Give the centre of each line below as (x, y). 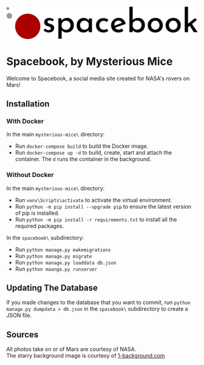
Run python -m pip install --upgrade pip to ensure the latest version (103, 206)
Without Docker (30, 175)
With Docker (25, 121)
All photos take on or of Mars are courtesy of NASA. (71, 349)
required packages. (39, 226)
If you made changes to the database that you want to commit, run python (98, 302)
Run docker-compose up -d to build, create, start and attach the (93, 153)
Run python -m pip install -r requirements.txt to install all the (96, 219)
